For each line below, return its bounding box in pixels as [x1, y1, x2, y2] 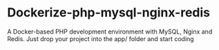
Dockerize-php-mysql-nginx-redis [7, 5, 211, 21]
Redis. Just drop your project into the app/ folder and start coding [7, 34, 195, 42]
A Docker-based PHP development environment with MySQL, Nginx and [7, 27, 213, 36]
